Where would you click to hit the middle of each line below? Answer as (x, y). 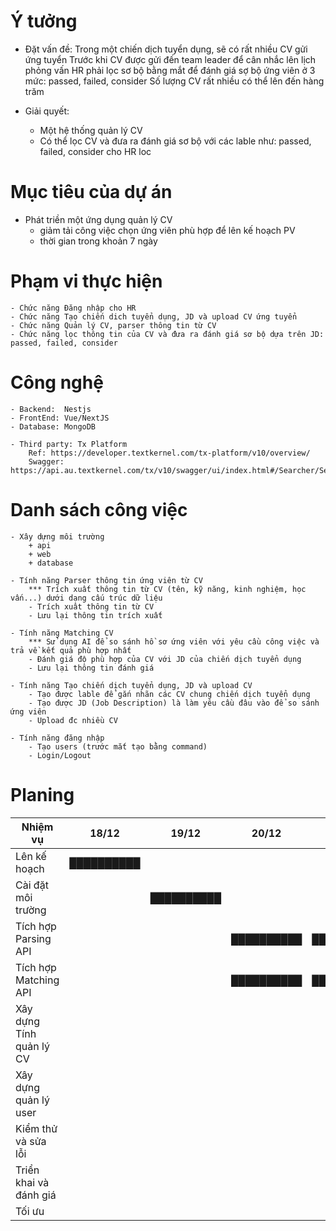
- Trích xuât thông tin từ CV (91, 606)
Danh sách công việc (99, 509)
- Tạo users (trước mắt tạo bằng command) (118, 746)
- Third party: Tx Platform (69, 444)
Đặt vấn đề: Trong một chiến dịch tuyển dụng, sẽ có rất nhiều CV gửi (166, 49)
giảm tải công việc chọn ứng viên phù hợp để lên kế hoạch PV (167, 230)
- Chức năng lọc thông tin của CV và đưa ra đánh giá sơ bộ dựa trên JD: (167, 334)
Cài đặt (32, 885)
